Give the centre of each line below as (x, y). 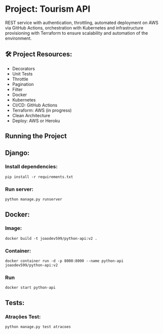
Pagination (23, 84)
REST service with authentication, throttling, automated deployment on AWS (82, 23)
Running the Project (36, 136)
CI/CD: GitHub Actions (35, 105)
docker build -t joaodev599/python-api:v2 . (51, 238)
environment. (18, 38)
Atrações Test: (23, 316)
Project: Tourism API (48, 9)
